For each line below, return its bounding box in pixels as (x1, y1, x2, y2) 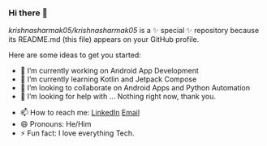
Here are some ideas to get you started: (8, 50, 142, 60)
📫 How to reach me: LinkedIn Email (19, 108, 140, 118)
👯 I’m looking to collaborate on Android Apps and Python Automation (19, 83, 250, 93)
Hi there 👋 (8, 7, 49, 19)
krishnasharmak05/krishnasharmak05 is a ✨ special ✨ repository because (8, 26, 260, 35)
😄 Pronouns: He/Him (19, 119, 92, 129)
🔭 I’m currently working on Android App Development (19, 66, 199, 76)
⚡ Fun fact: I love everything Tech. (19, 128, 136, 138)
